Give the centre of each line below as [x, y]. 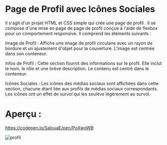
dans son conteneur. [26, 54]
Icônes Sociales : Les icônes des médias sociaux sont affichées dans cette [82, 83]
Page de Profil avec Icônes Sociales [80, 9]
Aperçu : [23, 114]
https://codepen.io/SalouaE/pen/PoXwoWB [49, 128]
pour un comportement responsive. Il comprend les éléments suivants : [78, 33]
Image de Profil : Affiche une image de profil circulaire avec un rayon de [79, 43]
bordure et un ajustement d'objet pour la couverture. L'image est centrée [80, 48]
